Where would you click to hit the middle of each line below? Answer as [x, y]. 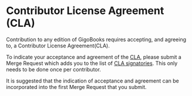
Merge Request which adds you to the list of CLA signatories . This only [92, 63]
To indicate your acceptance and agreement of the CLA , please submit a [94, 57]
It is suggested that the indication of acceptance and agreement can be [92, 81]
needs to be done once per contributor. [54, 69]
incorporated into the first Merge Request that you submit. [76, 87]
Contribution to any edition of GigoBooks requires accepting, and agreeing [96, 39]
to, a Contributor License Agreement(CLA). [58, 46]
